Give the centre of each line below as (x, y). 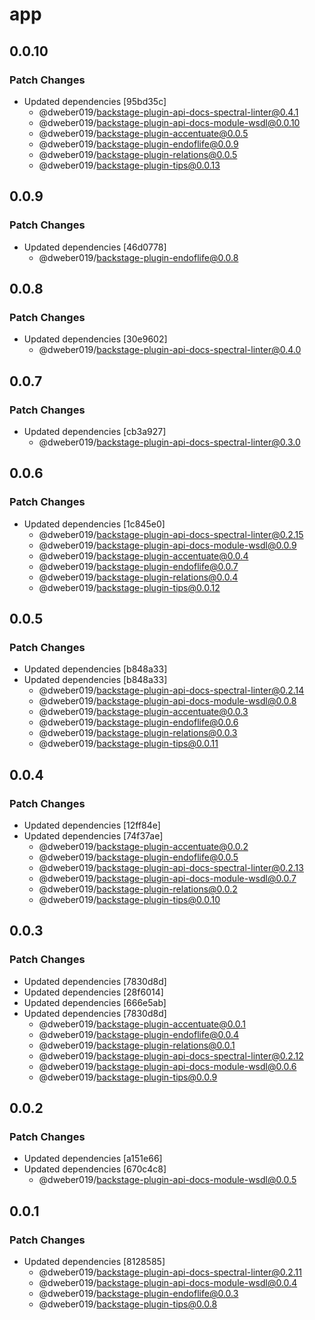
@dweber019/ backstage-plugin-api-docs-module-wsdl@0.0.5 (167, 1180)
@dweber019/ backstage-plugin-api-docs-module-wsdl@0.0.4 (168, 1283)
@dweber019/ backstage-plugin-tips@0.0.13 (129, 165)
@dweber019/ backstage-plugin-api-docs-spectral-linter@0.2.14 (171, 690)
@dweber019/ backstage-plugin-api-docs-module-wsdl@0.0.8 (167, 701)
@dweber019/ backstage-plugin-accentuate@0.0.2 (143, 846)
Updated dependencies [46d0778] (95, 247)
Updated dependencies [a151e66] (93, 1159)
